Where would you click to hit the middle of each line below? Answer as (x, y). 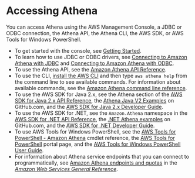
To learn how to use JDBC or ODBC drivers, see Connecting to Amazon (101, 57)
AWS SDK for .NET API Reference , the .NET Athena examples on (93, 119)
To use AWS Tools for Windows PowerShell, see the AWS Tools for (95, 131)
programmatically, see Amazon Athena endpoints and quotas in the (96, 163)
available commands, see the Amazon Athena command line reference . (101, 88)
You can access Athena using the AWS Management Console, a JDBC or (94, 27)
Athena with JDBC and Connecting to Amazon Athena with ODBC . (94, 63)
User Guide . (29, 150)
